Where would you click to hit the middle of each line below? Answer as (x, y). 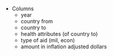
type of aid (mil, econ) (48, 40)
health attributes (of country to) (59, 34)
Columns (23, 9)
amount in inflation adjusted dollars (64, 46)
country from (37, 21)
